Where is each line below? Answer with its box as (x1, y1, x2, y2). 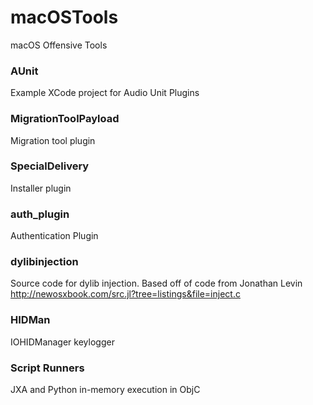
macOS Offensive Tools (10, 39, 108, 51)
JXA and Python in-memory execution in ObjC (10, 384, 201, 396)
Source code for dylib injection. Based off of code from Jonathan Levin (10, 277, 303, 290)
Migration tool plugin (10, 134, 96, 146)
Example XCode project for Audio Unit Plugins (10, 87, 200, 99)
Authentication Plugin (10, 230, 99, 242)
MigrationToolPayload (10, 112, 120, 126)
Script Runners (10, 361, 85, 375)
